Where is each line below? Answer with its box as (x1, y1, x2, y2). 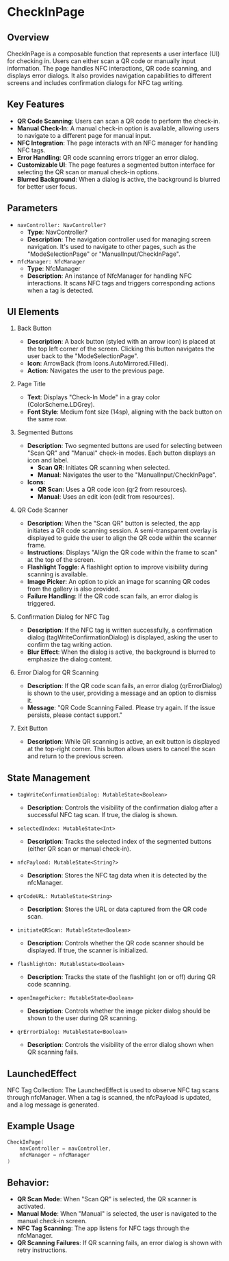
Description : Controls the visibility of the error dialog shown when (27, 1041, 214, 1049)
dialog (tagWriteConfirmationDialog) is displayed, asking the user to (27, 633, 219, 641)
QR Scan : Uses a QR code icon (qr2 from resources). (37, 485, 187, 494)
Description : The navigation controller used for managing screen (27, 235, 211, 244)
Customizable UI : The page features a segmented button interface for (16, 161, 215, 169)
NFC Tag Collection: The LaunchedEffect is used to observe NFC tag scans (7, 1086, 219, 1094)
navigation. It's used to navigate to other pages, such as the (27, 242, 196, 250)
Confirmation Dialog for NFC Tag (16, 613, 109, 621)
